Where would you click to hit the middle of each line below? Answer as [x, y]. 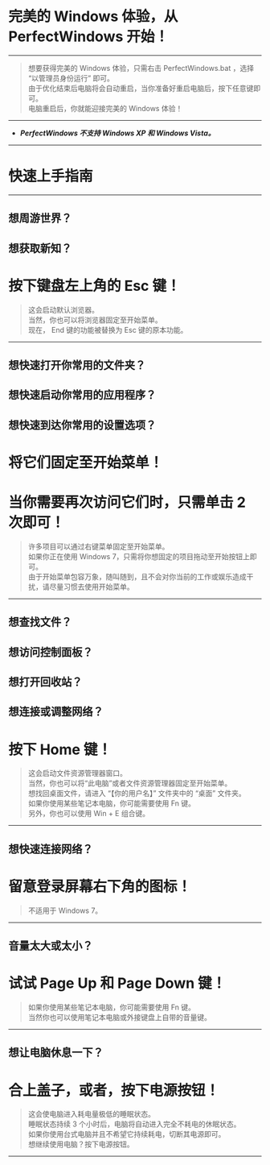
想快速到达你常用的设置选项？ [82, 425]
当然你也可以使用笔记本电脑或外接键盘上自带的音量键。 [119, 1018]
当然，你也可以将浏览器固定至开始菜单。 [95, 320]
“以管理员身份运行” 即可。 [71, 78]
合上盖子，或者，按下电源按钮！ [114, 1090]
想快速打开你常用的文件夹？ [77, 365]
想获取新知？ [40, 248]
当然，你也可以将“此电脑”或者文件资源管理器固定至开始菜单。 [130, 783]
